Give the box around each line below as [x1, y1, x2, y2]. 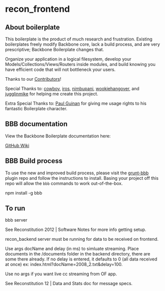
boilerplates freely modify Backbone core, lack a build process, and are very [5, 41, 160, 47]
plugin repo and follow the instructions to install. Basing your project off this [5, 175, 159, 181]
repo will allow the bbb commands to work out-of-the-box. [5, 180, 123, 186]
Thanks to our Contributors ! [5, 76, 62, 82]
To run [5, 204, 26, 213]
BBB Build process [5, 157, 63, 165]
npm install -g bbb [5, 190, 43, 195]
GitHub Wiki [5, 142, 30, 148]
